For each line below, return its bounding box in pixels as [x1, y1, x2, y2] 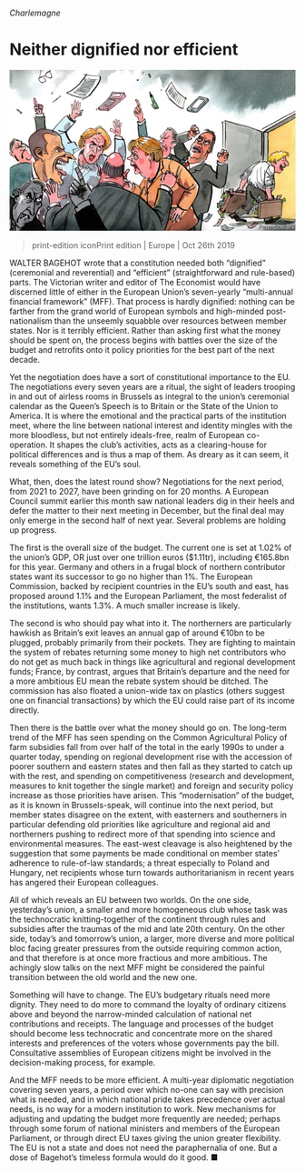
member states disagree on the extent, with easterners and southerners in [9, 809, 288, 820]
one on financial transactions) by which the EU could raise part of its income [9, 696, 295, 706]
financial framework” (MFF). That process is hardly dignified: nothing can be [9, 296, 295, 307]
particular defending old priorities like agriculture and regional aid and [9, 819, 271, 830]
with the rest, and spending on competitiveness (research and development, [9, 771, 295, 782]
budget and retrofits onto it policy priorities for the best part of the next [9, 345, 275, 356]
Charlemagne [9, 7, 61, 18]
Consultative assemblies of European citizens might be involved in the [9, 1047, 271, 1058]
